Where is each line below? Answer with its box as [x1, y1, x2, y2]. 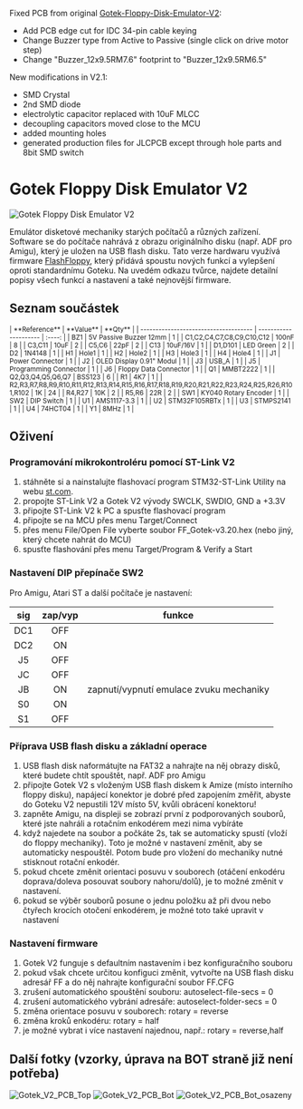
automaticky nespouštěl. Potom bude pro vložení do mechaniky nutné [22, 847, 283, 858]
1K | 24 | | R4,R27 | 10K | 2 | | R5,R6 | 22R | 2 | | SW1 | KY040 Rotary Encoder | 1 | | [34, 388, 289, 397]
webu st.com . [22, 486, 74, 497]
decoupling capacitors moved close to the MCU [22, 118, 201, 129]
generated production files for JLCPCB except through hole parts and [22, 138, 282, 148]
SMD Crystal [22, 90, 71, 100]
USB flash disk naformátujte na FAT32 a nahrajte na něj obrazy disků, [22, 761, 280, 772]
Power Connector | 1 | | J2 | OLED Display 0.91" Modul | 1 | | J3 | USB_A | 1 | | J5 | [9, 356, 260, 365]
